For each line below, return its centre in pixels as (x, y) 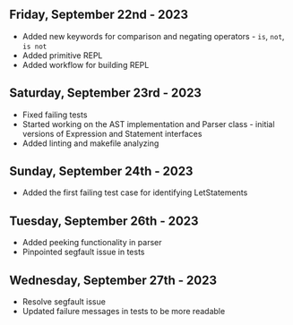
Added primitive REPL (62, 55)
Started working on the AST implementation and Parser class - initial (148, 124)
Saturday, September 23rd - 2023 (105, 93)
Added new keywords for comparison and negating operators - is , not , (153, 36)
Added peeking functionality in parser (92, 243)
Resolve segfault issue (64, 302)
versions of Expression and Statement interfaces (112, 133)
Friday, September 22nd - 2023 (99, 15)
